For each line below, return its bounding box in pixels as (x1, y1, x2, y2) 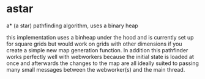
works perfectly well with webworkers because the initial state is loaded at (6, 53, 195, 60)
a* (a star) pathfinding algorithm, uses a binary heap (6, 22, 139, 29)
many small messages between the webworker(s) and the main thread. (6, 66, 185, 73)
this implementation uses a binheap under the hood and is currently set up (6, 33, 194, 41)
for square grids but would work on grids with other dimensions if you (6, 40, 182, 47)
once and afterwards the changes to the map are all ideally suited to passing (6, 60, 199, 67)
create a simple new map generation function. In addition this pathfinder (6, 46, 188, 53)
